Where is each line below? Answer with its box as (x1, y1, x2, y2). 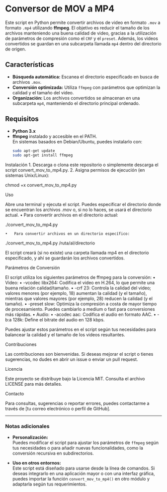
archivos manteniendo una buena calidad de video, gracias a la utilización (5, 30, 157, 36)
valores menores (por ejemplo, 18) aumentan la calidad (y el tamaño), (5, 290, 147, 296)
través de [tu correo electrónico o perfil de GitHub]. (5, 406, 111, 412)
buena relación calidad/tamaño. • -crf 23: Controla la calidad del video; (5, 285, 152, 291)
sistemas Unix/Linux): (5, 173, 50, 179)
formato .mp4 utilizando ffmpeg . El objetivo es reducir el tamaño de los (5, 24, 150, 30)
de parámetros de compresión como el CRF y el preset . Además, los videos (5, 35, 158, 41)
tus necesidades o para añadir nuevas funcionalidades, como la (12, 445, 143, 451)
